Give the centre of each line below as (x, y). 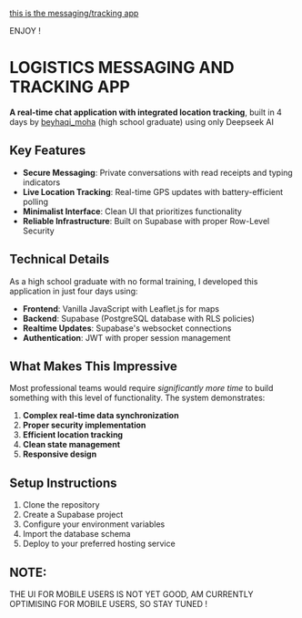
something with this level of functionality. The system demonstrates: (137, 398)
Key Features (48, 151)
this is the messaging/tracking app (74, 13)
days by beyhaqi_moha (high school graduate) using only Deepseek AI (142, 121)
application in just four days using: (74, 291)
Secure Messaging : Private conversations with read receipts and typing (157, 172)
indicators (41, 182)
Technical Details (60, 259)
